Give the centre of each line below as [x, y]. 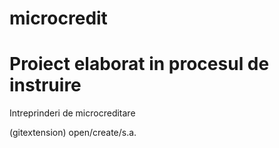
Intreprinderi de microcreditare [72, 113]
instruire [45, 85]
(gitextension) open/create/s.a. [73, 133]
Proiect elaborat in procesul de [139, 64]
